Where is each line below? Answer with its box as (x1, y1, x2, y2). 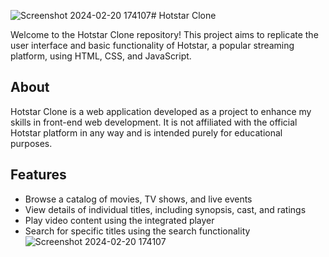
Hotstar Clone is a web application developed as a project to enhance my (10, 105, 312, 117)
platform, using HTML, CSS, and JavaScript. (10, 50, 192, 62)
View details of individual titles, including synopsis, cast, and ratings (24, 203, 307, 215)
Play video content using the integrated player (24, 214, 215, 226)
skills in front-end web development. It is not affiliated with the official (10, 116, 298, 128)
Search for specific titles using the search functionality (24, 225, 251, 237)
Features (10, 166, 67, 184)
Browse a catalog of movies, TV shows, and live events (24, 193, 253, 205)
